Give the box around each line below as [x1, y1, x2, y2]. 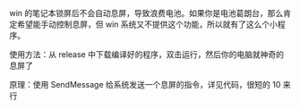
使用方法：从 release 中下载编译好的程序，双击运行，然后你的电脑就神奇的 [9, 49, 285, 60]
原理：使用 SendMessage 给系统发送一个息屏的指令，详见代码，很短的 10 [9, 80, 281, 89]
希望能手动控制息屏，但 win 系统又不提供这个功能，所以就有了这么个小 [16, 19, 278, 29]
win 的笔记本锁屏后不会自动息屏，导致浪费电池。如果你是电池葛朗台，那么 [9, 8, 284, 18]
